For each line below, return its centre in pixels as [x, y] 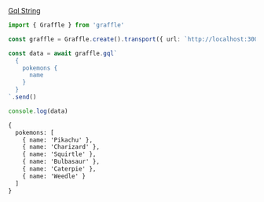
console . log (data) [38, 111]
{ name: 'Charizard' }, [61, 147]
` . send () [22, 97]
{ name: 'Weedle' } [54, 176]
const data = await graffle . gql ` [63, 53]
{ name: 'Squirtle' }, [59, 154]
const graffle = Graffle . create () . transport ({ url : [94, 39]
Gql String [24, 11]
